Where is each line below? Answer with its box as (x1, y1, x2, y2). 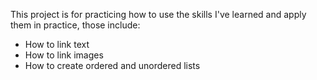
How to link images (24, 49, 104, 61)
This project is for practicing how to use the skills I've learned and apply (10, 9, 307, 20)
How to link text (24, 39, 90, 50)
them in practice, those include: (10, 19, 141, 31)
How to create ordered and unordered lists (24, 60, 201, 71)
